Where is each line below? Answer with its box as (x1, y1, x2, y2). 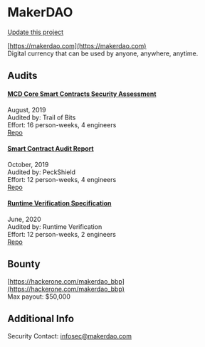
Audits (7, 70, 38, 82)
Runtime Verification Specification (7, 199, 112, 208)
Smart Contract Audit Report (7, 144, 94, 153)
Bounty (7, 258, 41, 270)
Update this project (7, 28, 64, 36)
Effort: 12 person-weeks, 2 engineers (7, 230, 116, 238)
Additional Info (7, 313, 75, 325)
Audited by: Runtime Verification (7, 222, 102, 231)
